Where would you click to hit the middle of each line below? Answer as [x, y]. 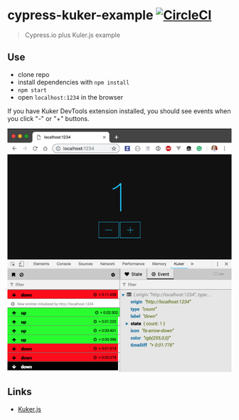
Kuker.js [29, 409]
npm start [32, 90]
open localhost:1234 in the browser [70, 97]
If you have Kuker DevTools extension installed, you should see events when [119, 111]
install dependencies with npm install [74, 82]
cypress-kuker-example [80, 15]
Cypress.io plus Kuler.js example [73, 35]
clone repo [33, 74]
